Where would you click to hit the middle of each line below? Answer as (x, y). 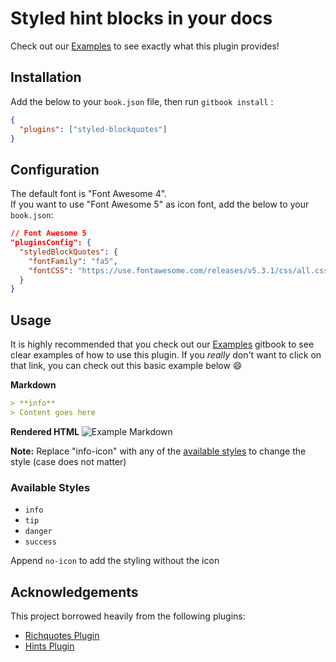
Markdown (33, 385)
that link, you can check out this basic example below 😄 (126, 366)
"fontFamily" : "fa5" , (73, 261)
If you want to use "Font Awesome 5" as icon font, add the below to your (160, 204)
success (40, 542)
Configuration (55, 169)
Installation (46, 77)
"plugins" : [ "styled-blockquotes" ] (93, 129)
